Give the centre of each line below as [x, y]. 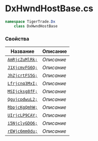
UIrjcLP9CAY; [23, 115]
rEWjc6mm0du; [23, 131]
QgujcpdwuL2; [23, 99]
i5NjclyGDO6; [23, 123]
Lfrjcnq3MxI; [23, 83]
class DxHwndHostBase [36, 26]
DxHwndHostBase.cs [49, 9]
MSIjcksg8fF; [23, 91]
